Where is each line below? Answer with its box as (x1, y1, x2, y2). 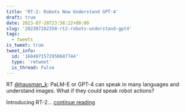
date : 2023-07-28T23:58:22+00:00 (6, 20, 90, 26)
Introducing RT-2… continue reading (6, 99, 95, 106)
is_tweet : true (6, 43, 44, 49)
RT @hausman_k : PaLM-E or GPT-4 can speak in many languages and (6, 81, 180, 88)
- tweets (11, 37, 33, 43)
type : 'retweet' (11, 59, 52, 65)
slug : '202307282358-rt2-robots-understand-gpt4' (6, 25, 132, 32)
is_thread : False (11, 64, 55, 71)
